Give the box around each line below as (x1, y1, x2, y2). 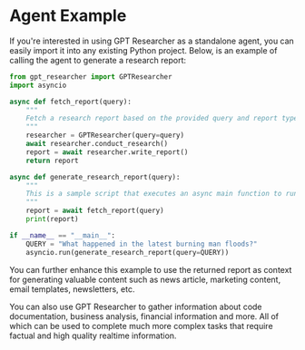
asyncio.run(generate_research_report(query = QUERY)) (25, 248, 230, 257)
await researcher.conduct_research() (25, 140, 169, 149)
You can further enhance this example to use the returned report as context (9, 264, 292, 275)
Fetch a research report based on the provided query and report (25, 114, 279, 123)
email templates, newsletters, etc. (9, 283, 135, 295)
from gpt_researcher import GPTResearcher (9, 72, 172, 82)
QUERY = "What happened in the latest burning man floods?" (25, 239, 258, 248)
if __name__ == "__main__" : (9, 230, 116, 240)
